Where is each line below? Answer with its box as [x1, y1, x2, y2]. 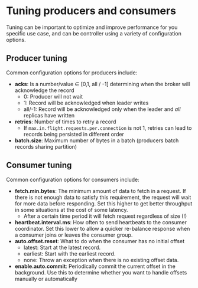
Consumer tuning [6, 161, 72, 171]
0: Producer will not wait [23, 93, 83, 100]
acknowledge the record [14, 87, 75, 94]
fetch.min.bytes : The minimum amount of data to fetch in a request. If [14, 187, 186, 194]
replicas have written [23, 112, 75, 119]
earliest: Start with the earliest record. [23, 250, 116, 257]
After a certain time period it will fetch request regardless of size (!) [23, 212, 187, 220]
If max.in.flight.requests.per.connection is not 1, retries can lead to [23, 124, 192, 131]
